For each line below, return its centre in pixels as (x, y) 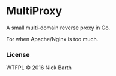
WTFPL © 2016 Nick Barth (39, 68)
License (18, 54)
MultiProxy (34, 11)
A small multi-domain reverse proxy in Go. (58, 28)
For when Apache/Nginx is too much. (52, 39)
